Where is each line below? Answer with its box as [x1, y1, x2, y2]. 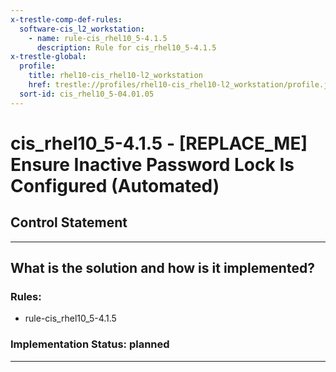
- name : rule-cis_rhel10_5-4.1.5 [28, 33, 168, 43]
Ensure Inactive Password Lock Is [10, 153, 295, 176]
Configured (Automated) [10, 174, 220, 197]
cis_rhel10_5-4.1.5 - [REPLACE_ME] [10, 132, 308, 155]
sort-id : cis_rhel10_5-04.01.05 [19, 89, 155, 99]
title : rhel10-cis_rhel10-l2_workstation [28, 71, 203, 81]
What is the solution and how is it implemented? [10, 260, 315, 277]
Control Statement [10, 214, 128, 231]
